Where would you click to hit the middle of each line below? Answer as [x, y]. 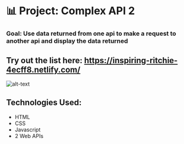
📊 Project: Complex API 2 [71, 11]
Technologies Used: [44, 103]
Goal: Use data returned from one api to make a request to [91, 34]
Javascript [28, 129]
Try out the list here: [45, 60]
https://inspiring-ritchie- [131, 60]
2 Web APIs [29, 136]
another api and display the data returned [67, 41]
